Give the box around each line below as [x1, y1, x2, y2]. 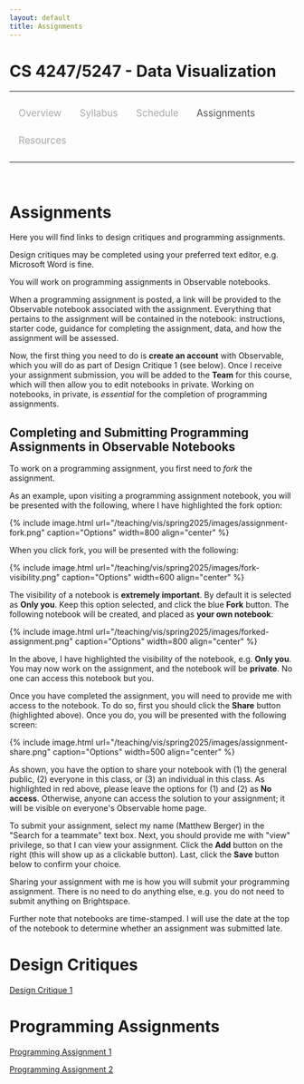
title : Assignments [9, 22, 83, 31]
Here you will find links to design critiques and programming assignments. [9, 232, 286, 243]
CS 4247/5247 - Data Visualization [9, 61, 277, 82]
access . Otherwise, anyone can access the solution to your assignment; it [9, 793, 285, 804]
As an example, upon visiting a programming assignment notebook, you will [9, 491, 291, 502]
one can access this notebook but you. [9, 673, 155, 684]
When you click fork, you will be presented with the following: [9, 545, 239, 556]
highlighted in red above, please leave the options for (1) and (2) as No [9, 784, 272, 795]
